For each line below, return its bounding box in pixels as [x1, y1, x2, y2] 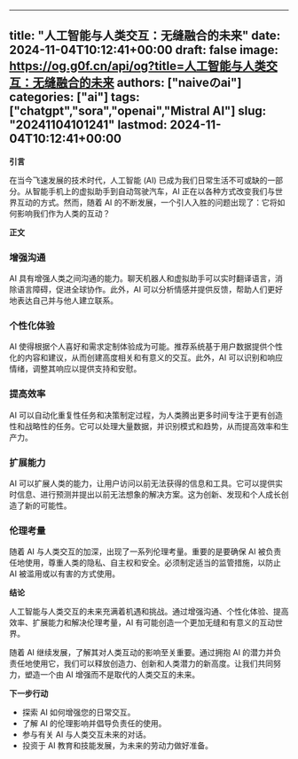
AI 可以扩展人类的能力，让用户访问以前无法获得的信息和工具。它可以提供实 [9, 478, 284, 489]
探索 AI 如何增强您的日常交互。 [21, 707, 136, 718]
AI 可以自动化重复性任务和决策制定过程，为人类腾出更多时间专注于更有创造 [9, 410, 284, 420]
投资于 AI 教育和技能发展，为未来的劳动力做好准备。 [21, 740, 214, 751]
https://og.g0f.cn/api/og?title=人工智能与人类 [9, 59, 266, 74]
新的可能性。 [24, 500, 72, 511]
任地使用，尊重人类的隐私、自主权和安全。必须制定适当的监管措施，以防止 [9, 558, 281, 568]
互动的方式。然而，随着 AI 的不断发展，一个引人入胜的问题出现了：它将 [16, 197, 278, 207]
